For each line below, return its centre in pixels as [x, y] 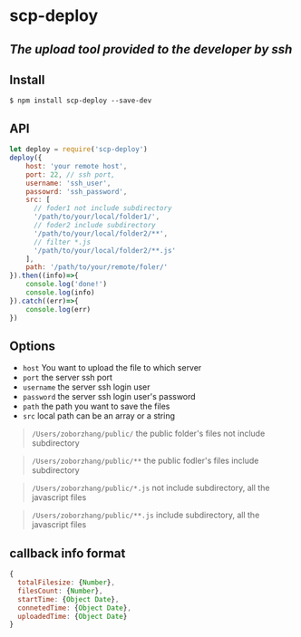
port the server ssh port [68, 378]
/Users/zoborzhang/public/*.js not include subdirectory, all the [150, 488]
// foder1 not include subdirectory [102, 208]
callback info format [68, 553]
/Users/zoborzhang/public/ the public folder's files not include [148, 434]
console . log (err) [58, 309]
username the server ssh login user [87, 387]
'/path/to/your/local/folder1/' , [97, 217]
